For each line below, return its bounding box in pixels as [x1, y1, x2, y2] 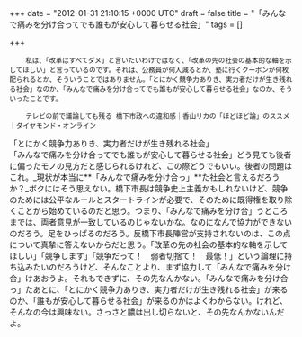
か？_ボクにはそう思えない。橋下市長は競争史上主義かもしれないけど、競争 [9, 183, 289, 193]
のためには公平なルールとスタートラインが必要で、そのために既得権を [9, 194, 270, 205]
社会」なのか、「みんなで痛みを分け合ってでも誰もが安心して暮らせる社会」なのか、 [15, 84, 280, 93]
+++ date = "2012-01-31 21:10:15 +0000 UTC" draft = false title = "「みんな [9, 8, 287, 18]
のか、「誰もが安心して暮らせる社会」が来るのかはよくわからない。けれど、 [9, 296, 288, 306]
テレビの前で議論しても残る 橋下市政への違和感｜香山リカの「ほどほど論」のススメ [25, 111, 290, 120]
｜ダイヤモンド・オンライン [9, 121, 97, 130]
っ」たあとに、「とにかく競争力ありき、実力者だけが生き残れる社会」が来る [9, 284, 289, 295]
